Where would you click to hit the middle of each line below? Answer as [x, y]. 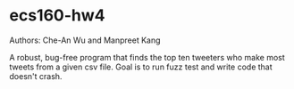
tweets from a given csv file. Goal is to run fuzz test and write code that [141, 67]
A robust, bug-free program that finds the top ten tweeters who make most [147, 57]
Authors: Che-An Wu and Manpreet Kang [85, 40]
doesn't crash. [36, 76]
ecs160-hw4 [57, 16]
